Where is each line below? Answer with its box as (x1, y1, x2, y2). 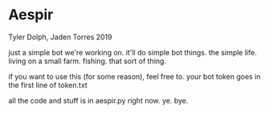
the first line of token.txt (8, 80, 88, 90)
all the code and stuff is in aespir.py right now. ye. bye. (8, 95, 189, 105)
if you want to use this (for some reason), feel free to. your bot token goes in (8, 71, 261, 81)
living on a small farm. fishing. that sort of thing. (8, 56, 167, 66)
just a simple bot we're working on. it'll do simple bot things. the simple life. (8, 47, 257, 57)
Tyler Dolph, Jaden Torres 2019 (8, 32, 112, 42)
